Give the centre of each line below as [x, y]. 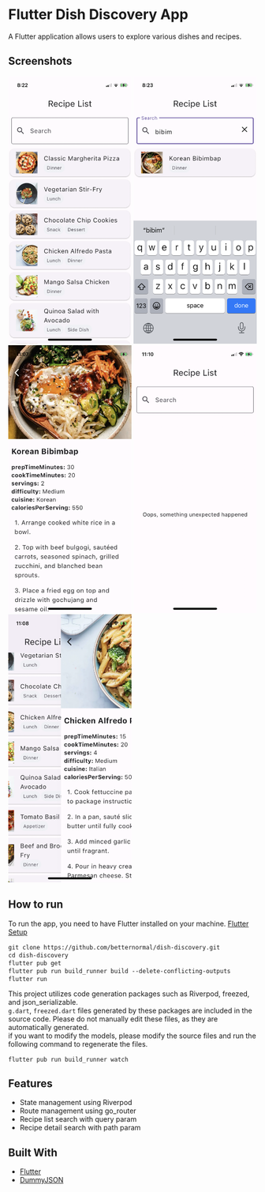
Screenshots [40, 61]
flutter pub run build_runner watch [68, 1059]
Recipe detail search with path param [80, 1128]
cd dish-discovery [38, 955]
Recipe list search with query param [78, 1119]
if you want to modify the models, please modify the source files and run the [132, 1036]
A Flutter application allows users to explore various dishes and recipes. [125, 36]
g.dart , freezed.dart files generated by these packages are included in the [130, 1010]
